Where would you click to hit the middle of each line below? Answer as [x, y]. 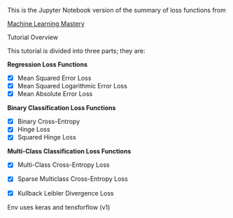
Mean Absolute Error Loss [55, 94]
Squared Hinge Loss [47, 137]
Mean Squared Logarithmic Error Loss [72, 86]
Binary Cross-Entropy [49, 121]
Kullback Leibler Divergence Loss [65, 193]
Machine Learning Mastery [46, 23]
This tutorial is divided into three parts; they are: [76, 51]
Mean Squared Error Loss [54, 78]
